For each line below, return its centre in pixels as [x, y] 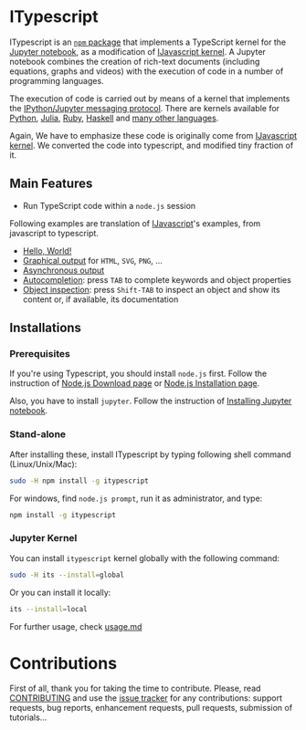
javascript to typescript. [54, 233]
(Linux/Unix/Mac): [43, 464]
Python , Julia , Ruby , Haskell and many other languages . [114, 118]
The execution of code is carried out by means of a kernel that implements [150, 99]
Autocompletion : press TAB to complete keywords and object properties [157, 279]
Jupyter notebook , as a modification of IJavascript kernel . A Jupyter [138, 51]
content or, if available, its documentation [100, 299]
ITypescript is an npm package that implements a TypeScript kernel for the [148, 42]
